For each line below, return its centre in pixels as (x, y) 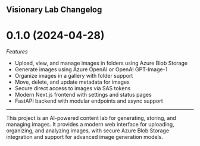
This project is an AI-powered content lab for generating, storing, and (91, 118)
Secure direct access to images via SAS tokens (73, 88)
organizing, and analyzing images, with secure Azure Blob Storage (88, 131)
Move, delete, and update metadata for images (72, 82)
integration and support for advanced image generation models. (85, 137)
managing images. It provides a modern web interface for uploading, (90, 125)
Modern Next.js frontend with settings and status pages (83, 95)
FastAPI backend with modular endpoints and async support (89, 101)
